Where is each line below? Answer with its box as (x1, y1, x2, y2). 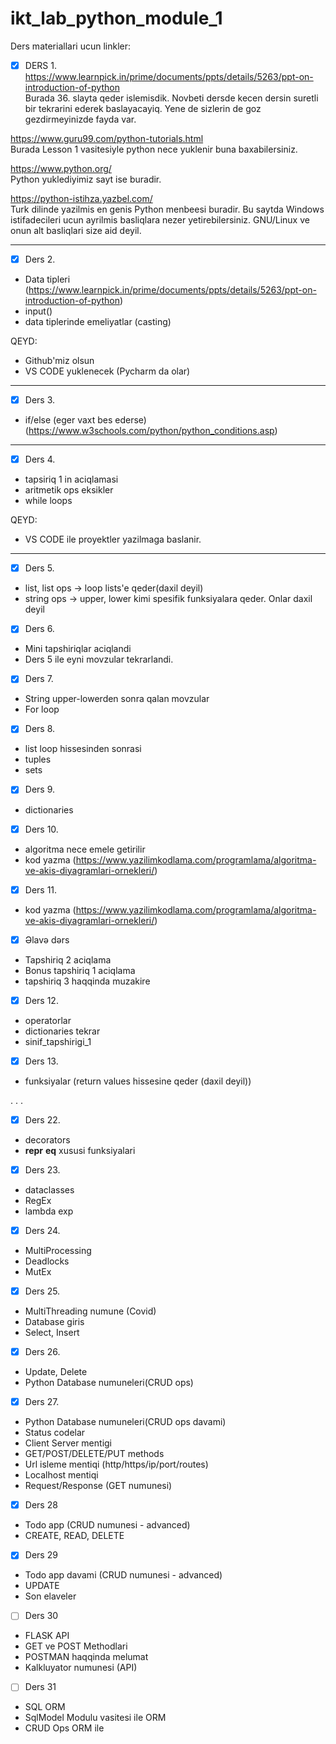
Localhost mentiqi (24, 1469, 99, 1481)
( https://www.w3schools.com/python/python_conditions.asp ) (24, 425, 278, 437)
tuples (24, 753, 52, 766)
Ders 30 (24, 1610, 59, 1622)
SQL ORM (24, 1701, 66, 1713)
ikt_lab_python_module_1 (10, 7, 223, 30)
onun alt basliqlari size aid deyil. (10, 225, 142, 236)
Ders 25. (24, 1285, 61, 1297)
